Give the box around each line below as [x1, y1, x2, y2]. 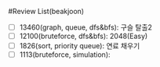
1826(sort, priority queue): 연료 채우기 [19, 41, 140, 51]
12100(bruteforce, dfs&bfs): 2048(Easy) [19, 31, 148, 41]
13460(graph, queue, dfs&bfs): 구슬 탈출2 [19, 23, 153, 32]
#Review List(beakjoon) [8, 7, 85, 16]
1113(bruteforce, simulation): [19, 50, 111, 59]
